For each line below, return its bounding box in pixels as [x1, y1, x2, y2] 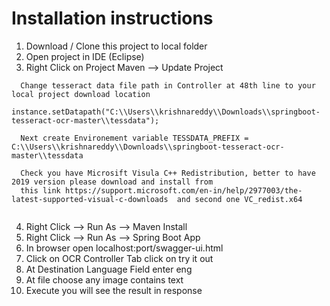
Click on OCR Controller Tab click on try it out [25, 252, 214, 264]
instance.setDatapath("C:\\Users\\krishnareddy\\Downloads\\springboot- [11, 107, 321, 117]
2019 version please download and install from [11, 177, 214, 187]
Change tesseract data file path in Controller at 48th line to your [20, 80, 316, 91]
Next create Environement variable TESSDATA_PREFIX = [20, 133, 249, 143]
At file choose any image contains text [25, 273, 184, 286]
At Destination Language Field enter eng [25, 263, 193, 275]
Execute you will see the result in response [25, 284, 203, 296]
